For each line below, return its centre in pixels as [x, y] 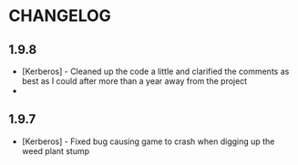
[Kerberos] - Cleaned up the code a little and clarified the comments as [155, 71]
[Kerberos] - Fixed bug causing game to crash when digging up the [148, 141]
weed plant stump [56, 150]
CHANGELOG [60, 16]
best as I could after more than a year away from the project [134, 81]
